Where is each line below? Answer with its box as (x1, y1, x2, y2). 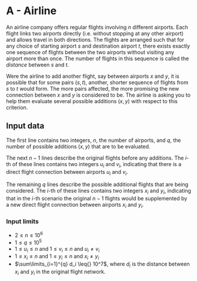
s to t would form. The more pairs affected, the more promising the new (6, 85, 179, 92)
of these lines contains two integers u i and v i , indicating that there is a (12, 160, 182, 169)
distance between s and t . (6, 61, 69, 68)
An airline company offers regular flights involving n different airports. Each (6, 24, 188, 31)
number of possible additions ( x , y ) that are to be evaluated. (6, 143, 151, 150)
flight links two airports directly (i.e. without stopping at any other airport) (6, 29, 184, 37)
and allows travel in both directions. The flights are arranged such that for (6, 36, 184, 43)
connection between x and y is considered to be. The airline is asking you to (6, 91, 191, 98)
